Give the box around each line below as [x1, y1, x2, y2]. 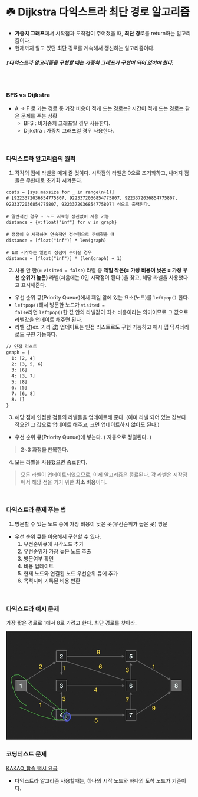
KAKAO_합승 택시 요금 [6, 765, 58, 772]
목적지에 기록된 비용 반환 [23, 577, 81, 584]
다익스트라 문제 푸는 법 [6, 506, 67, 514]
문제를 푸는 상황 [21, 113, 58, 120]
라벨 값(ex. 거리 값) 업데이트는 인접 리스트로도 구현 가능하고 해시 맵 [14, 323, 169, 330]
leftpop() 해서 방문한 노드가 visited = [14, 301, 105, 308]
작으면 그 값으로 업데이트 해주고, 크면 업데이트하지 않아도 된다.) [14, 421, 160, 428]
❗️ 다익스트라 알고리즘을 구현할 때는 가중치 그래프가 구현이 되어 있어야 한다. [6, 59, 174, 66]
